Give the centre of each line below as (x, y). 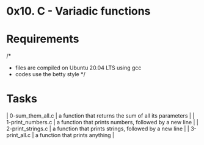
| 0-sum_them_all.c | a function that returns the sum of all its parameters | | (100, 116)
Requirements (43, 39)
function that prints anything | (77, 135)
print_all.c (19, 135)
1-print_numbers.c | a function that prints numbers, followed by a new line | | (102, 122)
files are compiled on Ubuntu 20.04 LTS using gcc (78, 68)
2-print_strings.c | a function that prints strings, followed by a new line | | (98, 129)
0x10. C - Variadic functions (78, 11)
